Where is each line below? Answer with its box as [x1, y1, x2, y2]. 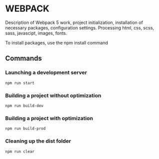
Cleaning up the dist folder [5, 138, 71, 145]
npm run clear [5, 149, 35, 154]
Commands [5, 54, 42, 63]
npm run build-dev [5, 103, 43, 108]
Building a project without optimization [5, 92, 101, 99]
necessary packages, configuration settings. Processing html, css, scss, [5, 24, 154, 30]
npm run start [5, 80, 35, 85]
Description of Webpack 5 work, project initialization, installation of [5, 19, 143, 25]
